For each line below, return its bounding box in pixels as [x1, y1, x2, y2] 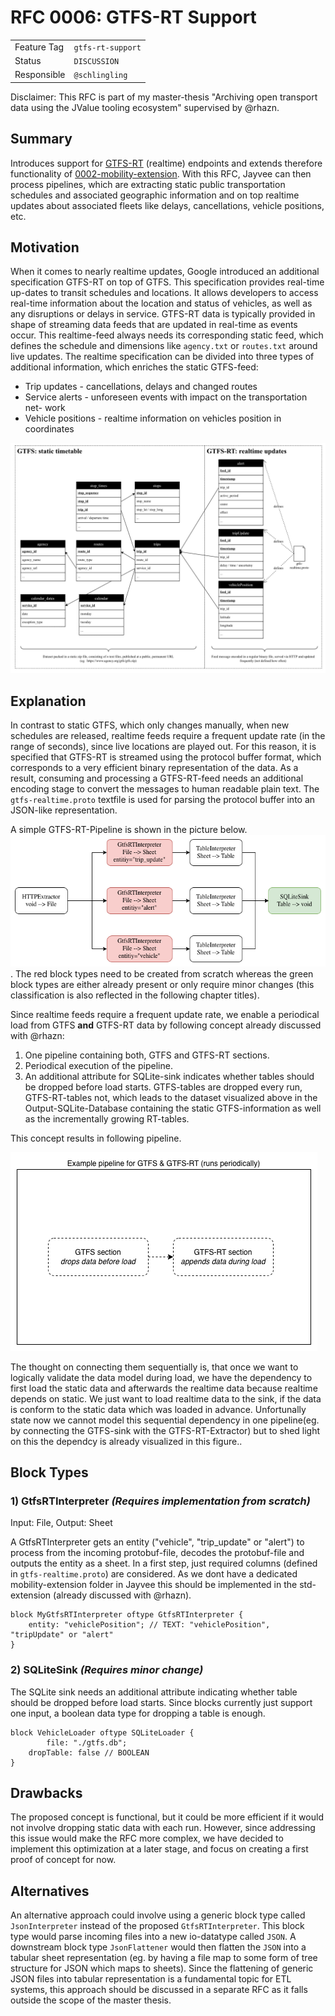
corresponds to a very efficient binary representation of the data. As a [10, 762, 299, 774]
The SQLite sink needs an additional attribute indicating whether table [10, 1686, 298, 1698]
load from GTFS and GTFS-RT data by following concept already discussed [10, 1019, 322, 1031]
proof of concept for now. [10, 1854, 117, 1866]
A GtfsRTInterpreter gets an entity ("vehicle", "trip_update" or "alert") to [10, 1536, 305, 1548]
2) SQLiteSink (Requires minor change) [10, 1663, 204, 1677]
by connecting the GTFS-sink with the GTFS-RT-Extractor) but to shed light [10, 1424, 321, 1436]
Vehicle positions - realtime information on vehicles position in [24, 412, 282, 425]
